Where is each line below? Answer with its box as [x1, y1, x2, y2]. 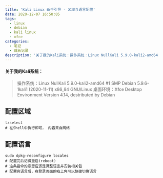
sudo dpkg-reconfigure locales [5, 154, 69, 158]
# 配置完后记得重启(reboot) [5, 158, 56, 164]
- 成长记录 [9, 48, 29, 53]
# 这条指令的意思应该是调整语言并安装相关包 [5, 164, 82, 169]
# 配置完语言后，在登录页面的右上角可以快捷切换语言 [5, 169, 97, 174]
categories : [5, 39, 29, 44]
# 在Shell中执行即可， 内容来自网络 [5, 126, 70, 131]
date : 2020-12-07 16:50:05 [5, 12, 60, 17]
